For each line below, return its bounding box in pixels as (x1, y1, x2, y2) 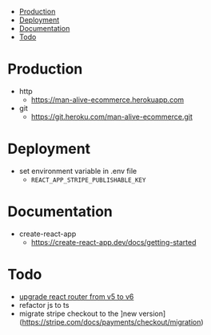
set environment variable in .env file (18, 166, 137, 175)
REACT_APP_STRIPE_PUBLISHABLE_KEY (30, 175, 146, 184)
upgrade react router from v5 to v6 (18, 291, 134, 301)
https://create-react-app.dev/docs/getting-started (30, 237, 197, 246)
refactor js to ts (18, 300, 70, 309)
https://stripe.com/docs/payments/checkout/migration (22, 317, 201, 326)
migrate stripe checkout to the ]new (18, 309, 137, 318)
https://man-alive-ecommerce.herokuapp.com (30, 95, 185, 104)
